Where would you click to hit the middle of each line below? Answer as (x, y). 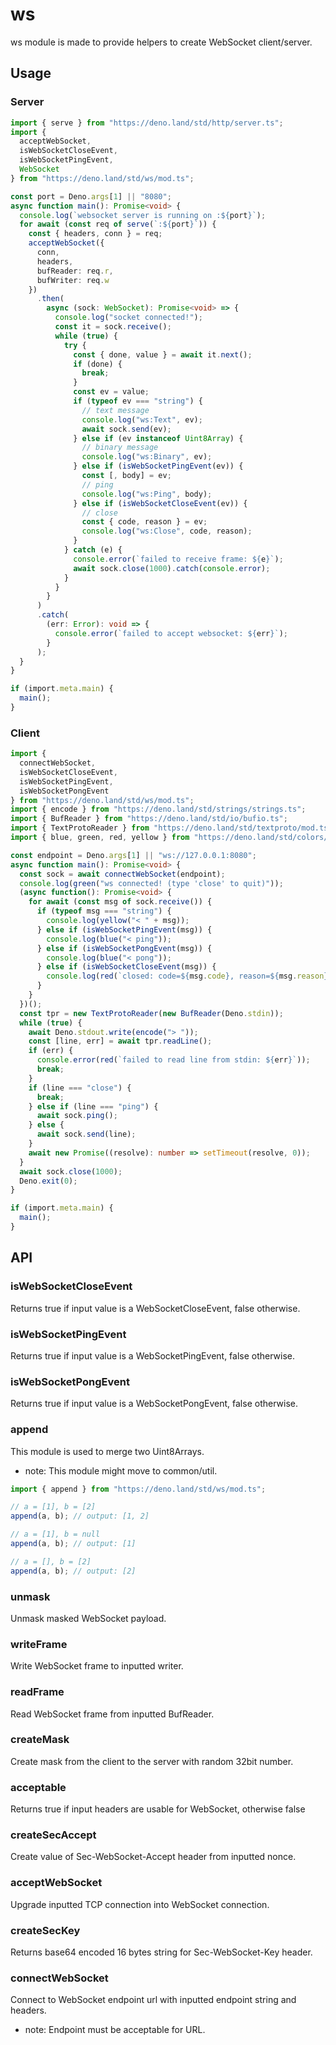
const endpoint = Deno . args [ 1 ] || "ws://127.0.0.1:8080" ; (133, 855)
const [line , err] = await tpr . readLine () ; (120, 1041)
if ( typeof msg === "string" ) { (104, 911)
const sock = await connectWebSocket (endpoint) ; (122, 874)
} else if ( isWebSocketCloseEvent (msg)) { (126, 967)
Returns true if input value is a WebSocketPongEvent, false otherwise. (154, 1404)
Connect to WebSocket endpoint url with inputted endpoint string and (153, 2000)
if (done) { (98, 364)
